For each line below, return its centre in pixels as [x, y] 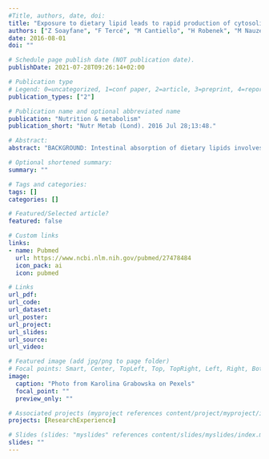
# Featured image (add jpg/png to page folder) [89, 361]
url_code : [25, 302]
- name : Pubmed [34, 250]
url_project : [30, 324]
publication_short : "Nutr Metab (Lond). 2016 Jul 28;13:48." [112, 126]
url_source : [28, 340]
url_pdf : [23, 295]
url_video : [26, 347]
